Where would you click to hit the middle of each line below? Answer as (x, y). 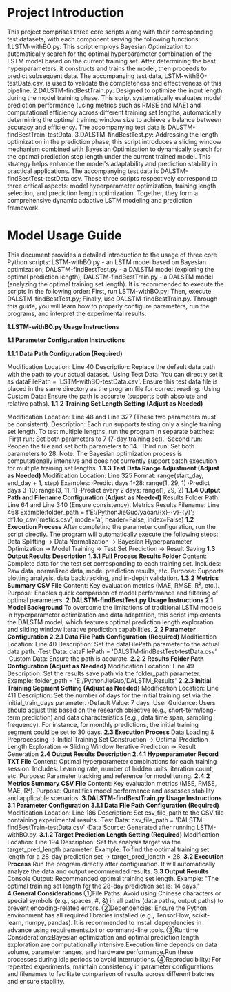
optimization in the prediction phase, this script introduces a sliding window (114, 141)
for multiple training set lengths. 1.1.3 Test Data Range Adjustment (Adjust (113, 468)
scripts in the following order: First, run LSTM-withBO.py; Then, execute (109, 291)
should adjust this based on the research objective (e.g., (87, 710)
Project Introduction (66, 13)
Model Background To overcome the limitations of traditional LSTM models (114, 607)
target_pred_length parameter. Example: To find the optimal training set (108, 849)
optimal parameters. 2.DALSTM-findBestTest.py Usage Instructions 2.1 (110, 600)
